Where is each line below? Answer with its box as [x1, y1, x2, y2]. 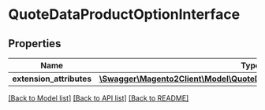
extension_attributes [12, 73, 92, 84]
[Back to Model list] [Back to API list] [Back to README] [8, 93, 189, 103]
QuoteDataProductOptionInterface [8, 5, 241, 24]
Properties [8, 37, 62, 50]
